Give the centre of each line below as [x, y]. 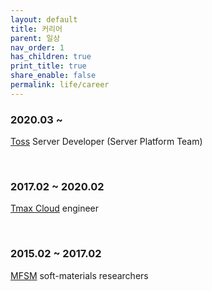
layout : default [44, 19]
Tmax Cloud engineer [55, 208]
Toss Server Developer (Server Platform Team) [106, 142]
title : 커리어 [36, 29]
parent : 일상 [35, 38]
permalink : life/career [60, 85]
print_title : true [48, 66]
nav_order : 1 [37, 47]
